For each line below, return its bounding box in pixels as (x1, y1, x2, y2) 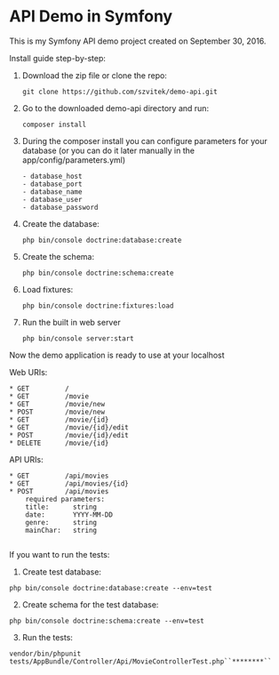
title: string (25, 502, 98, 511)
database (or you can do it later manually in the (21, 145, 195, 156)
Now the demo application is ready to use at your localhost (9, 350, 225, 360)
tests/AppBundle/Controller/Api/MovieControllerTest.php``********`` (9, 656, 273, 666)
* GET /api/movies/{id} (9, 478, 129, 488)
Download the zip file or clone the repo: (21, 69, 167, 81)
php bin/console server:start (21, 333, 135, 343)
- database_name (21, 187, 83, 197)
